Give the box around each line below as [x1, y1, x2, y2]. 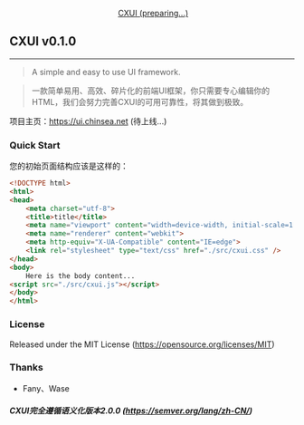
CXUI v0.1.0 [9, 34, 77, 49]
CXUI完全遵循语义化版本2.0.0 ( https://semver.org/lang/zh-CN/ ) [9, 405, 253, 416]
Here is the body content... [25, 271, 136, 280]
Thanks [9, 362, 43, 374]
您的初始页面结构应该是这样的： [9, 160, 128, 171]
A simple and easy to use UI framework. [31, 66, 181, 77]
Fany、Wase [22, 382, 71, 393]
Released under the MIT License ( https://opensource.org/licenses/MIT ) [9, 339, 275, 350]
